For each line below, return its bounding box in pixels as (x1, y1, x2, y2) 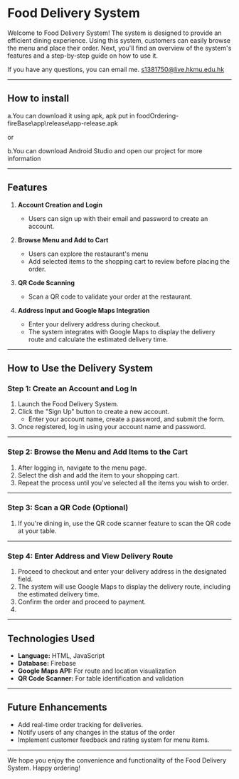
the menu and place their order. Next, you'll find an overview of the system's (7, 43, 232, 52)
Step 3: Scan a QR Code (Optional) (7, 502, 129, 512)
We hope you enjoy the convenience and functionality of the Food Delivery (7, 755, 226, 764)
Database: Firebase (17, 659, 77, 667)
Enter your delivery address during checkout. (28, 319, 161, 329)
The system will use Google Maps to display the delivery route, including (17, 582, 231, 591)
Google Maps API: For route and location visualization (17, 666, 176, 675)
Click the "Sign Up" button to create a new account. (17, 408, 170, 416)
